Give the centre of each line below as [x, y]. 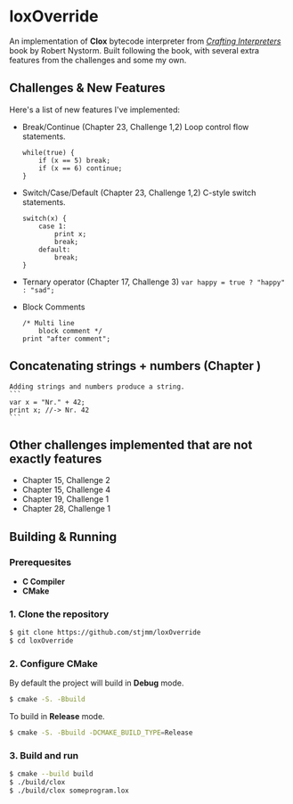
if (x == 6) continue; [81, 168]
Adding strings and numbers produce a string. [97, 386]
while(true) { [48, 152]
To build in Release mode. [57, 717]
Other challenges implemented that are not [131, 444]
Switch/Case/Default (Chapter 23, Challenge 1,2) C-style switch [139, 193]
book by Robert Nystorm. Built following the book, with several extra [134, 50]
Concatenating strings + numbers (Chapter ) [135, 366]
